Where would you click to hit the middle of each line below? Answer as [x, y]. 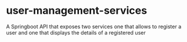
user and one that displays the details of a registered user [76, 32]
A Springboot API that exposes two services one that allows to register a [94, 26]
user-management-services [77, 11]
